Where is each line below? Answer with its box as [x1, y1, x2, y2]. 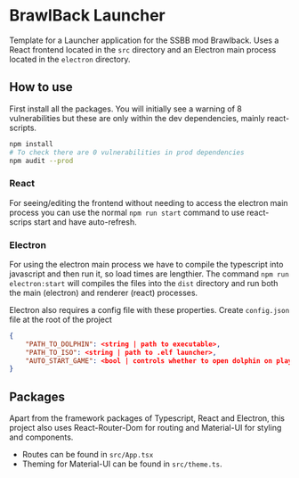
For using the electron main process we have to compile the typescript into [9, 259, 284, 269]
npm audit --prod [9, 156, 74, 165]
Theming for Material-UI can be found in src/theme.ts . [21, 458, 222, 469]
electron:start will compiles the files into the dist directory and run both [9, 277, 279, 288]
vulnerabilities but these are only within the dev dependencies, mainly [9, 112, 265, 123]
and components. [9, 432, 74, 442]
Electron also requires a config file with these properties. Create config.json [9, 304, 290, 315]
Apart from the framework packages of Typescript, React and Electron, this [9, 413, 285, 424]
